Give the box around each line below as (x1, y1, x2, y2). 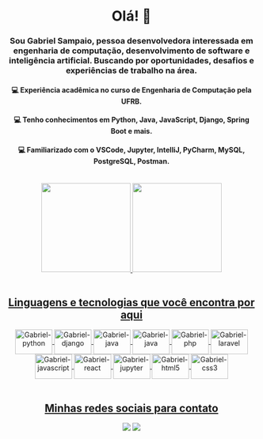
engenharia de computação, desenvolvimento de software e (13, 45, 250, 56)
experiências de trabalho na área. (65, 65, 198, 76)
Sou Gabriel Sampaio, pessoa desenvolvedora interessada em (10, 36, 253, 47)
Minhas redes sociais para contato (44, 401, 219, 414)
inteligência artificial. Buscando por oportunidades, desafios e (9, 55, 254, 66)
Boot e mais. (110, 127, 153, 136)
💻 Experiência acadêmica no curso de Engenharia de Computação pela (11, 85, 252, 94)
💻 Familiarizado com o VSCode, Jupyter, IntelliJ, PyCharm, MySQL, (17, 145, 246, 154)
